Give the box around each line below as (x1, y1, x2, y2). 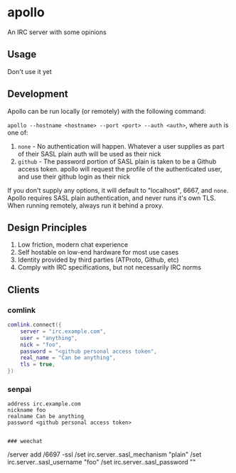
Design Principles (7, 221, 87, 233)
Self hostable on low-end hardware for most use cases (17, 248, 179, 257)
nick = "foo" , (20, 341, 62, 349)
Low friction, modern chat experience (17, 240, 129, 249)
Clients (7, 284, 40, 296)
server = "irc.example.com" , (20, 328, 107, 335)
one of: (7, 128, 28, 137)
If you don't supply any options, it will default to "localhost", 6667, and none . (7, 186, 229, 194)
